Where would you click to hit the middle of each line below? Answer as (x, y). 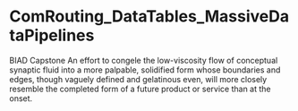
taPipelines (52, 35)
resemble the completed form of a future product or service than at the (140, 89)
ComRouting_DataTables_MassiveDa (149, 17)
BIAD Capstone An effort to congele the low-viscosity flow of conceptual (144, 60)
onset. (21, 98)
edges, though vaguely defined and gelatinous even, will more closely (138, 79)
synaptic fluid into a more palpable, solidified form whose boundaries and (145, 70)
